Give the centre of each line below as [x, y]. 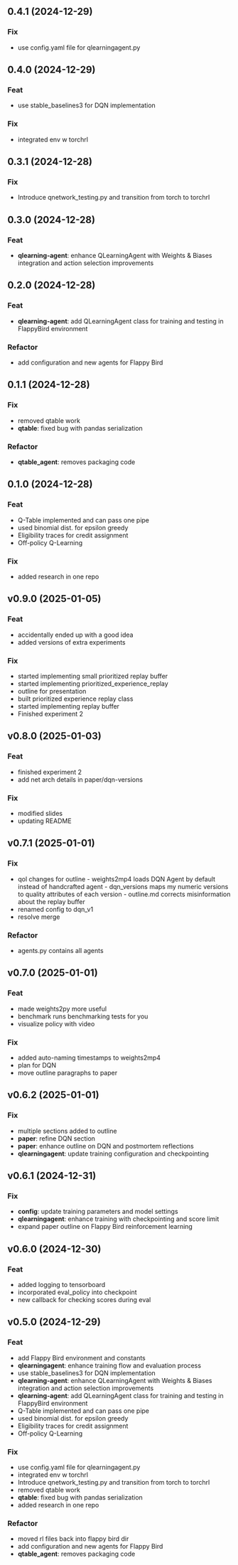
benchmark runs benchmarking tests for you [83, 1016]
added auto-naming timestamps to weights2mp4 [89, 1058]
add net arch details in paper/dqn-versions [80, 779]
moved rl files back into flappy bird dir [73, 1539]
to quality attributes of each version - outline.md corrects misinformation [124, 894]
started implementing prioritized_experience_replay [93, 683]
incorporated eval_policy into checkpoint [77, 1292]
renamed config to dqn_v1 [55, 909]
